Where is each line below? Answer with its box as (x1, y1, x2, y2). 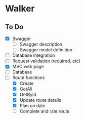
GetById (19, 91, 37, 97)
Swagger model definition (19, 47, 73, 53)
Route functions (12, 75, 45, 80)
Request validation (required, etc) (12, 58, 81, 64)
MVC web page (12, 64, 44, 70)
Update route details (19, 97, 62, 103)
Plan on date (19, 102, 45, 109)
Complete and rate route (19, 108, 70, 114)
